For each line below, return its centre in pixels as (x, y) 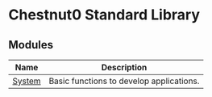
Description (124, 67)
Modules (31, 45)
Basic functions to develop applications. (124, 81)
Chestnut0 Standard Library (104, 15)
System (27, 81)
